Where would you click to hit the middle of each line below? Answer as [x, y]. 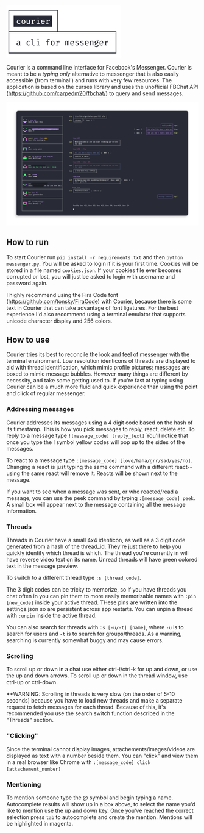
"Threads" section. [30, 720]
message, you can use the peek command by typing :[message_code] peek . [101, 498]
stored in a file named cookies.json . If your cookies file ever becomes [94, 270]
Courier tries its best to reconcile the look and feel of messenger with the [98, 354]
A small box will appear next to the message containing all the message [96, 504]
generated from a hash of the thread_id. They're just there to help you [94, 546]
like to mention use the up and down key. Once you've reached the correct [100, 810]
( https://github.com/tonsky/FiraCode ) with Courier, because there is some [99, 301]
